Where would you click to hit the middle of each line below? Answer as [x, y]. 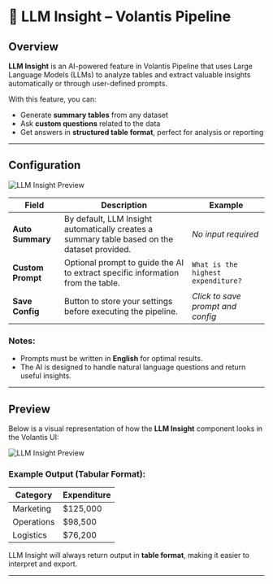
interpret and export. [43, 564]
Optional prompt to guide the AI [124, 262]
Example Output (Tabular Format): [77, 473]
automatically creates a [108, 229]
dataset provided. [97, 249]
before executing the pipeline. [121, 311]
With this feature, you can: [53, 99]
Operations [34, 522]
